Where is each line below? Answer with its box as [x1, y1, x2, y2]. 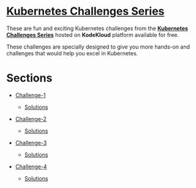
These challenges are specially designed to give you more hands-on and [6, 43, 190, 50]
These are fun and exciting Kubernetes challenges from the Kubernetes [6, 25, 189, 32]
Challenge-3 [15, 139, 47, 146]
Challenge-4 [15, 163, 47, 170]
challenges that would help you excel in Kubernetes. [6, 49, 138, 57]
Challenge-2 [15, 115, 47, 122]
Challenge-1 [15, 91, 46, 99]
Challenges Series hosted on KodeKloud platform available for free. [6, 31, 179, 38]
